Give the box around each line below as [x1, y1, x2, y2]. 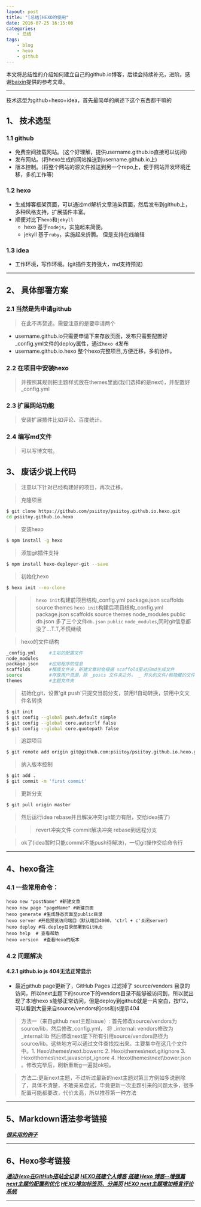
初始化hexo [20, 572, 49, 580]
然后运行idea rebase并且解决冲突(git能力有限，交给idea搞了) [20, 813, 170, 821]
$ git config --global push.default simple [6, 714, 117, 720]
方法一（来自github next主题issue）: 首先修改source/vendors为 [20, 1017, 178, 1025]
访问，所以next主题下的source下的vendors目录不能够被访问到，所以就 [14, 989, 189, 996]
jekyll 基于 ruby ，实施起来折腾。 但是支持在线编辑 [23, 230, 145, 238]
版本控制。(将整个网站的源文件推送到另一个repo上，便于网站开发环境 [14, 163, 186, 171]
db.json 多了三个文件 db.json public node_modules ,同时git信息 [35, 617, 186, 624]
